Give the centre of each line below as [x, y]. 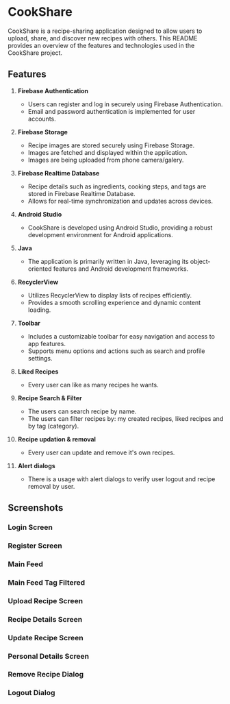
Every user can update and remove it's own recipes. [101, 452]
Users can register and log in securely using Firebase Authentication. [125, 104]
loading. [39, 310]
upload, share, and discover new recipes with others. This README [103, 38]
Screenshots [36, 508]
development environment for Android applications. [100, 234]
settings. [40, 358]
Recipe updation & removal [57, 439]
